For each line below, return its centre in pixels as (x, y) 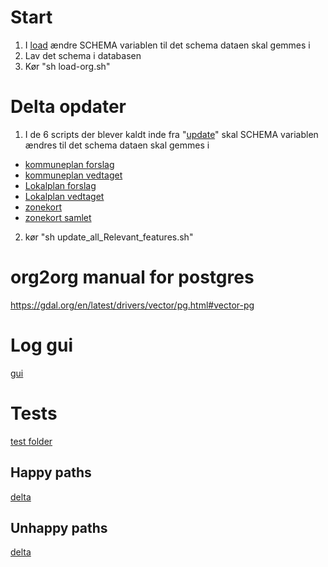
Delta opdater (68, 107)
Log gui (42, 345)
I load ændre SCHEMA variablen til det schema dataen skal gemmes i (167, 45)
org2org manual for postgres (132, 277)
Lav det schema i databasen (83, 55)
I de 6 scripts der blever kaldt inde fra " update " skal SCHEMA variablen (171, 134)
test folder (31, 441)
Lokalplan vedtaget (64, 196)
